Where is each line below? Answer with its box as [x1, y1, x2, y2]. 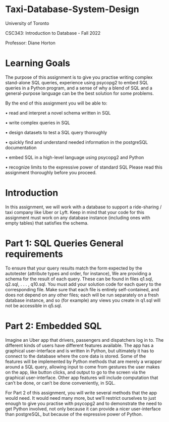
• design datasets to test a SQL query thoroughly [5, 129, 107, 135]
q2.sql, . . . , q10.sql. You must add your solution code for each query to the [5, 281, 161, 287]
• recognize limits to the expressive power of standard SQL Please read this [5, 164, 163, 170]
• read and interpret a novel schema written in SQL [5, 110, 111, 116]
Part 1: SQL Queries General [5, 238, 124, 249]
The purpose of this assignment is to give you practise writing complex [5, 74, 153, 80]
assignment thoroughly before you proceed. [5, 169, 97, 175]
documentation [5, 144, 37, 150]
